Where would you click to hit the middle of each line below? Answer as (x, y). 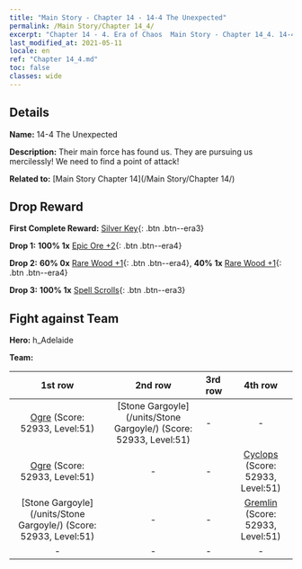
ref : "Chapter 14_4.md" (54, 59)
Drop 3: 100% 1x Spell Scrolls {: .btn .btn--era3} (98, 290)
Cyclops (261, 455)
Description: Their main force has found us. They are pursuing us (131, 151)
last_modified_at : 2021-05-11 (66, 43)
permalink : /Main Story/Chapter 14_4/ (82, 26)
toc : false (30, 68)
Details (29, 113)
